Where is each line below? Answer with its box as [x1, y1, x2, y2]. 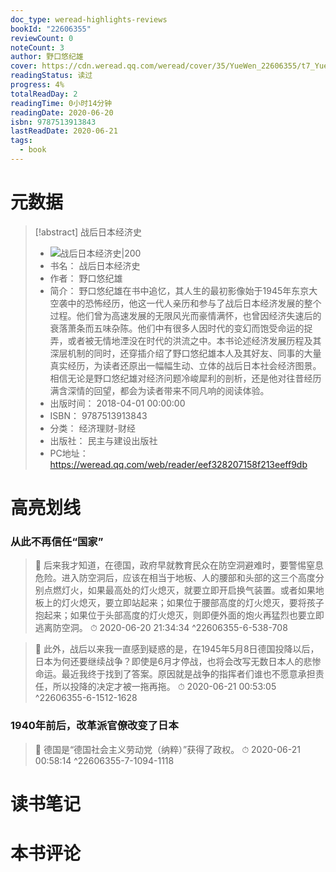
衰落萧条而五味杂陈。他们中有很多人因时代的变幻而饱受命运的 [49, 322, 305, 334]
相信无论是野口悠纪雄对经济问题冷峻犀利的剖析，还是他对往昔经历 [49, 372, 322, 384]
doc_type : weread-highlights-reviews [10, 14, 168, 25]
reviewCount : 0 [10, 33, 74, 43]
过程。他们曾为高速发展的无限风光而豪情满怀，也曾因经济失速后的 [49, 309, 322, 321]
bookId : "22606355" [10, 24, 92, 34]
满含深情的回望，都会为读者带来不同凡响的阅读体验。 [49, 384, 270, 396]
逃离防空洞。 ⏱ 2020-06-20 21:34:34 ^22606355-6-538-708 [34, 622, 288, 634]
